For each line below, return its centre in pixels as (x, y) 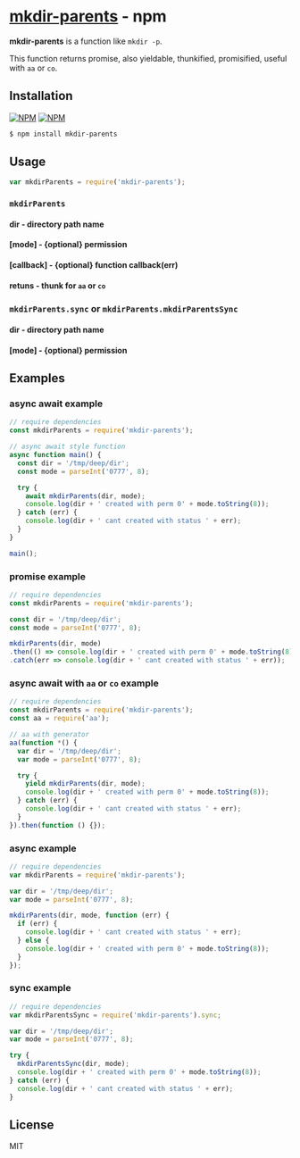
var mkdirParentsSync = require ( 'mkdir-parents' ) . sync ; (115, 1015)
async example (43, 848)
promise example (48, 576)
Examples (37, 378)
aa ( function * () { (43, 743)
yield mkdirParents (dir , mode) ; (85, 784)
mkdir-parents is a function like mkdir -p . (86, 41)
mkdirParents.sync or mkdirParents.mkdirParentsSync (124, 308)
